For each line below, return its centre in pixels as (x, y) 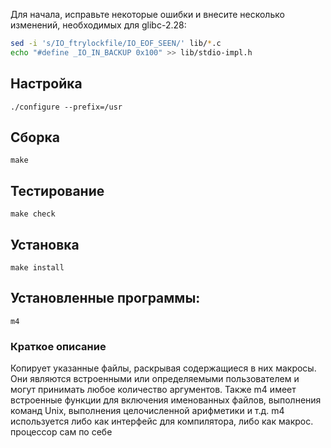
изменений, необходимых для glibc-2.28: (98, 25)
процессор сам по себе (61, 432)
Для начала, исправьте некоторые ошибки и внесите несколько (147, 14)
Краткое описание (58, 346)
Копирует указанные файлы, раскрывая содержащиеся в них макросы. (163, 368)
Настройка (46, 84)
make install (37, 268)
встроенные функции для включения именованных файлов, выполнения (166, 400)
